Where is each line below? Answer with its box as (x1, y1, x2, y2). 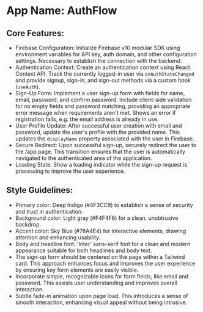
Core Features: (6, 28, 64, 38)
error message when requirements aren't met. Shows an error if (15, 109, 176, 116)
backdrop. (15, 220, 42, 228)
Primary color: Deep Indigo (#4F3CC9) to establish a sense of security (15, 201, 194, 208)
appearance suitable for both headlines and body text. (15, 247, 152, 254)
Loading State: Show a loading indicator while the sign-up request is (15, 161, 188, 168)
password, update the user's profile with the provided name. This (15, 129, 180, 136)
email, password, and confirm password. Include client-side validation (15, 96, 192, 103)
